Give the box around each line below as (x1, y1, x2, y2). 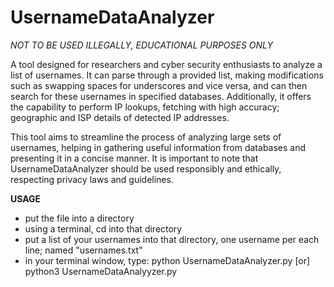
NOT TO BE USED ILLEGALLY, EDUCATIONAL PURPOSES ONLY (10, 39, 274, 51)
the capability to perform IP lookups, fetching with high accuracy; (10, 101, 280, 113)
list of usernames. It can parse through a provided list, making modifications (10, 69, 324, 81)
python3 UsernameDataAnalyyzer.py (24, 265, 178, 277)
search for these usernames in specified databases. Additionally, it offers (10, 90, 312, 102)
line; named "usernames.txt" (24, 244, 143, 256)
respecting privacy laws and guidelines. (10, 173, 174, 185)
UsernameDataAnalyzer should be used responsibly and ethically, (10, 162, 282, 175)
